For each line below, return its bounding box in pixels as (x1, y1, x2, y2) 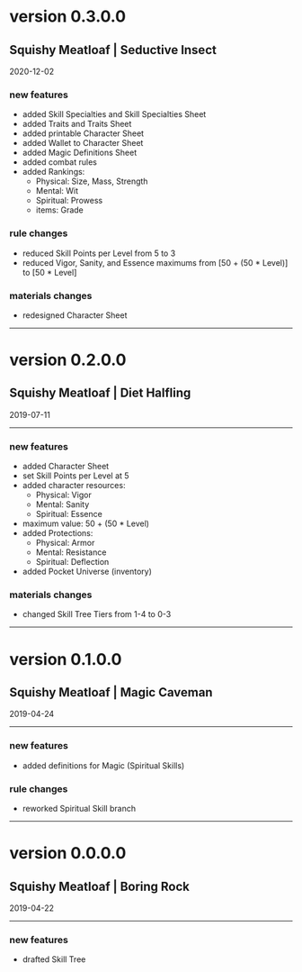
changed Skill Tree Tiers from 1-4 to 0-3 (22, 609, 172, 620)
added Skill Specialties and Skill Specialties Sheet (22, 109, 207, 120)
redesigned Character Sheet (22, 309, 128, 321)
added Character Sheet (22, 461, 110, 472)
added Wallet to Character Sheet (22, 138, 144, 149)
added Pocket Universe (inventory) (22, 566, 153, 577)
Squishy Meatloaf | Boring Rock (9, 878, 191, 894)
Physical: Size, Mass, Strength (35, 176, 148, 186)
